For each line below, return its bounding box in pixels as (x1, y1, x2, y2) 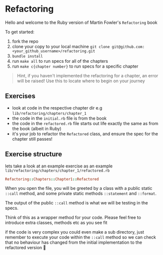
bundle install (12, 54, 43, 59)
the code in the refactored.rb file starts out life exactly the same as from (12, 120, 159, 126)
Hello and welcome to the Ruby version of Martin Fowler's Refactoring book (5, 19, 158, 25)
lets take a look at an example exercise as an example (5, 163, 113, 169)
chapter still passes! (12, 136, 53, 142)
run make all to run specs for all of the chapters (12, 58, 109, 64)
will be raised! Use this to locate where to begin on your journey (17, 78, 145, 84)
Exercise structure (5, 150, 62, 159)
